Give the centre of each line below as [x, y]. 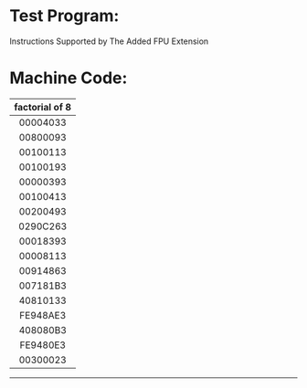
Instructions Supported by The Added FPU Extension [109, 41]
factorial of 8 [42, 107]
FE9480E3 [43, 345]
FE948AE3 [43, 315]
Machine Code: [69, 78]
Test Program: [64, 16]
